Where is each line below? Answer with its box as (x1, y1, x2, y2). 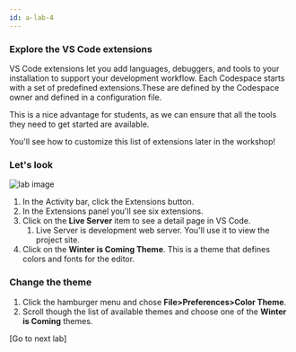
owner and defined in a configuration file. (9, 92, 162, 102)
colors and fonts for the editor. (22, 253, 135, 265)
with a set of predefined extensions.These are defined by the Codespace (9, 82, 280, 92)
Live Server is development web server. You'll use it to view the (35, 225, 270, 236)
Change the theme (9, 276, 92, 288)
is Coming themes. (22, 315, 93, 326)
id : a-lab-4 (9, 13, 54, 22)
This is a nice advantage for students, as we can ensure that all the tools (9, 109, 277, 119)
